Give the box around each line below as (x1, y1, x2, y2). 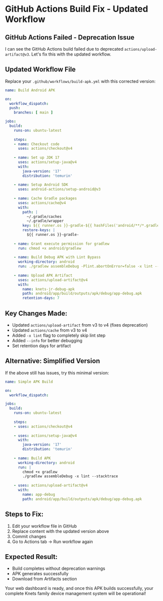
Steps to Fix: (5, 510, 44, 519)
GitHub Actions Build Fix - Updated (5, 3, 148, 15)
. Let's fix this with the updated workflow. (29, 51, 112, 57)
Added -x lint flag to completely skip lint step (12, 332, 106, 338)
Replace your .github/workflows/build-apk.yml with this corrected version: (5, 78, 156, 84)
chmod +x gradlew (22, 469, 57, 474)
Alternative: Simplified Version (5, 357, 100, 365)
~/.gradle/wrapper (26, 218, 64, 224)
